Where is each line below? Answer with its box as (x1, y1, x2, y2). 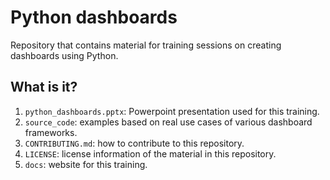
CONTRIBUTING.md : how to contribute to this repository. (24, 137, 245, 149)
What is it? (10, 79, 78, 96)
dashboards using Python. (10, 49, 119, 61)
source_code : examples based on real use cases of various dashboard (24, 116, 313, 128)
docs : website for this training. (24, 158, 148, 170)
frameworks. (24, 126, 78, 138)
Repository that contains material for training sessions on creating (10, 39, 282, 51)
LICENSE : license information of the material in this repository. (24, 147, 277, 160)
